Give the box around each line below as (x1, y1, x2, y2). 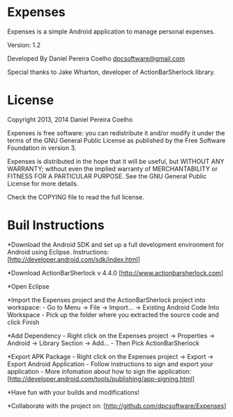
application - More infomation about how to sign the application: (7, 367, 192, 375)
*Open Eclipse (7, 282, 50, 290)
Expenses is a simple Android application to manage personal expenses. (7, 27, 216, 36)
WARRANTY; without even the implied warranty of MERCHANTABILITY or (7, 165, 218, 173)
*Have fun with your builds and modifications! (7, 388, 140, 396)
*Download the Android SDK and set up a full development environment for (7, 240, 225, 248)
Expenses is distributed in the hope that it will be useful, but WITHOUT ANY (7, 157, 225, 165)
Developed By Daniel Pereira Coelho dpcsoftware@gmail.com (7, 54, 185, 63)
